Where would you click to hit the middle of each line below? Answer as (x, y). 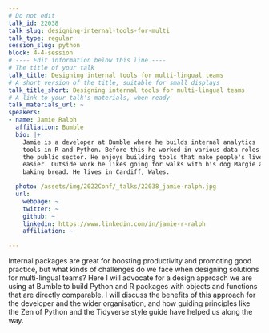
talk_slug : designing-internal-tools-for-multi (89, 30)
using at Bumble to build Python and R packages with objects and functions (133, 287)
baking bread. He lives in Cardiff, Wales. (96, 172)
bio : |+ (28, 134)
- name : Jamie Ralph (43, 120)
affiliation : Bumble (50, 127)
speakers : (25, 113)
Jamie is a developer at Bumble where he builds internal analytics (139, 142)
